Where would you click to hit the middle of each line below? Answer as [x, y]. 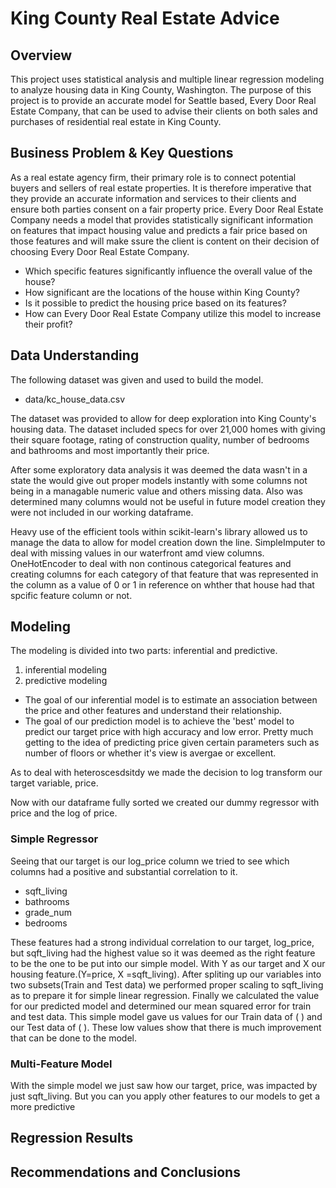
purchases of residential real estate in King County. [116, 121]
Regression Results [72, 1138]
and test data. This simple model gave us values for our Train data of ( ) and [166, 1016]
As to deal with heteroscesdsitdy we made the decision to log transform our [166, 773]
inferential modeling [66, 670]
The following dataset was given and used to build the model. [137, 379]
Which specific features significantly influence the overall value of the [168, 271]
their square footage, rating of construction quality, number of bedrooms [160, 439]
